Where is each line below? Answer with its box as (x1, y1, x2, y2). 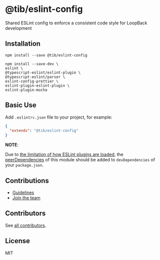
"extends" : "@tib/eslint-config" (9, 128, 79, 133)
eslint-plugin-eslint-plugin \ (5, 83, 70, 88)
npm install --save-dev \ (5, 61, 58, 66)
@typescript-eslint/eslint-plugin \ (5, 70, 81, 75)
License (5, 237, 30, 245)
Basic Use (5, 101, 37, 110)
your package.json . (5, 162, 44, 168)
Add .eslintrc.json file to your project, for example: (5, 114, 112, 120)
